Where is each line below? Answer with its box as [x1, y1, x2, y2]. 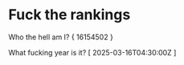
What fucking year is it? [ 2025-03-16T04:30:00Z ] [8, 47, 177, 57]
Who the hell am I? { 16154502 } [8, 32, 114, 42]
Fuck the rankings [8, 6, 131, 24]
